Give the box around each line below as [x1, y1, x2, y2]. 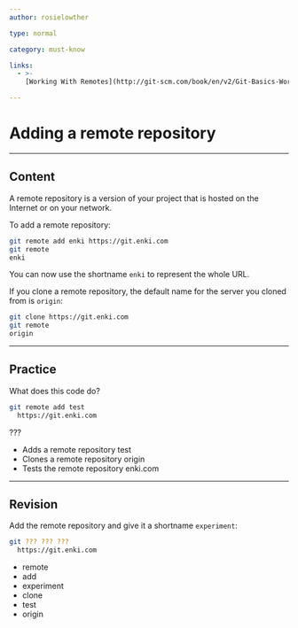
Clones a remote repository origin [21, 454, 145, 464]
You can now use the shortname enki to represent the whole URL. [9, 269, 250, 280]
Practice [9, 362, 57, 377]
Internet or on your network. [9, 202, 113, 213]
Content [9, 169, 56, 184]
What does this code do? [9, 385, 100, 396]
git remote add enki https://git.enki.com [9, 236, 169, 245]
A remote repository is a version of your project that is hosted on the [9, 192, 259, 204]
